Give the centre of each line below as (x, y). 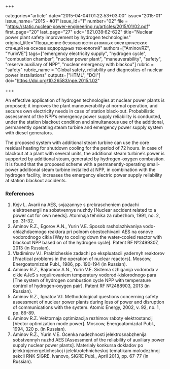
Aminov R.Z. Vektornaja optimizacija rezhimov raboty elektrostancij (83, 318)
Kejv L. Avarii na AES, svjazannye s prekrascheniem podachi (76, 205)
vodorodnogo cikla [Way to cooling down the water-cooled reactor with (87, 237)
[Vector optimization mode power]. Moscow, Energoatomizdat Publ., (84, 324)
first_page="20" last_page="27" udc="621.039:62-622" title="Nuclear (79, 32)
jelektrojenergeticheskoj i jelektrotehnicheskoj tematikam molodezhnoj (86, 351)
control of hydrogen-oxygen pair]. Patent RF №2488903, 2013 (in (81, 286)
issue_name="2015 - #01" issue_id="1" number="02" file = (67, 21)
